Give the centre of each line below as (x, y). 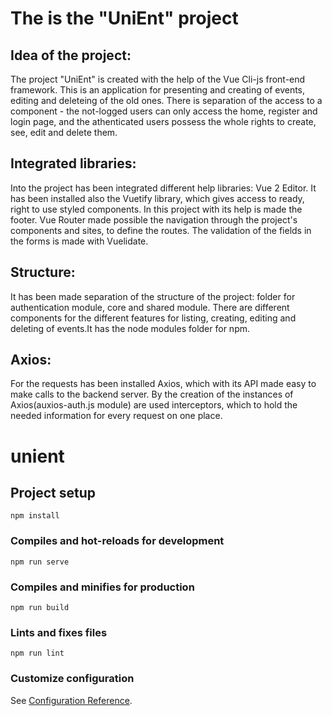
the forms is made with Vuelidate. (79, 241)
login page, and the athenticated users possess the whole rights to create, (163, 121)
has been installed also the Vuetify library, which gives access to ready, (157, 198)
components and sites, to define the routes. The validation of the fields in (161, 230)
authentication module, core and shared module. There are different (150, 307)
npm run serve (40, 562)
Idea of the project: (71, 55)
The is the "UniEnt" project (124, 18)
